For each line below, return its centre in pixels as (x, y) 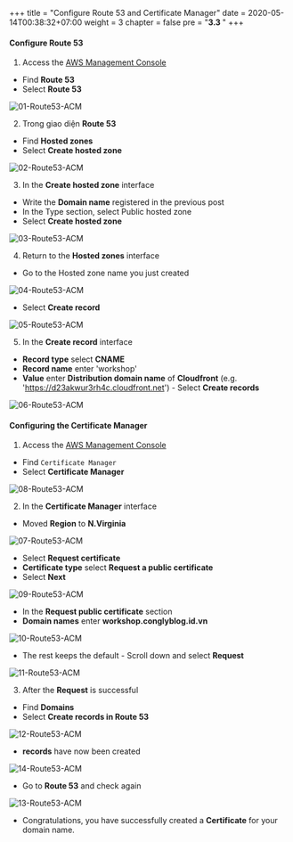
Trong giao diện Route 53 (69, 124)
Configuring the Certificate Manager (78, 425)
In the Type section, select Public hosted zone (107, 212)
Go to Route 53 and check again (81, 786)
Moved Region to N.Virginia (74, 524)
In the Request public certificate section (97, 612)
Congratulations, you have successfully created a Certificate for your (150, 821)
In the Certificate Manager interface (90, 506)
